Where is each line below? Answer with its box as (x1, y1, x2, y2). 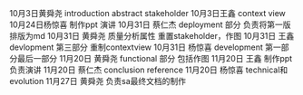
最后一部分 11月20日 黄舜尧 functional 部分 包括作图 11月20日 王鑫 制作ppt (16, 53, 293, 63)
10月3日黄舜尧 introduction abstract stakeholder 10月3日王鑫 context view (9, 8, 286, 18)
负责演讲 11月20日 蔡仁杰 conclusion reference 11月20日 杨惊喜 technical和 (9, 64, 288, 75)
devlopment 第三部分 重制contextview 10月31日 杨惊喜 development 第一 (9, 42, 281, 52)
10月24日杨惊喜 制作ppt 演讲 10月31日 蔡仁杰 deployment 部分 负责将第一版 (9, 19, 292, 30)
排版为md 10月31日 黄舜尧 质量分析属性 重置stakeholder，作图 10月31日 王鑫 (9, 31, 295, 41)
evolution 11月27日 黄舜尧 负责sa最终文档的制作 (9, 76, 187, 86)
